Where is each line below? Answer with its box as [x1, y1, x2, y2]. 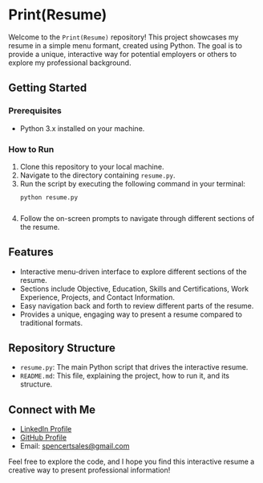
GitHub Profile [19, 432, 67, 443]
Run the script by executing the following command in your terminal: [19, 178, 246, 188]
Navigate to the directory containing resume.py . [19, 170, 176, 180]
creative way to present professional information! [8, 465, 171, 475]
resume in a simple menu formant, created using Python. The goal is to [8, 40, 243, 50]
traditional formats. [19, 317, 83, 327]
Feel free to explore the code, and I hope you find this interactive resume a [8, 456, 255, 467]
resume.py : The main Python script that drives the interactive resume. [19, 362, 249, 372]
